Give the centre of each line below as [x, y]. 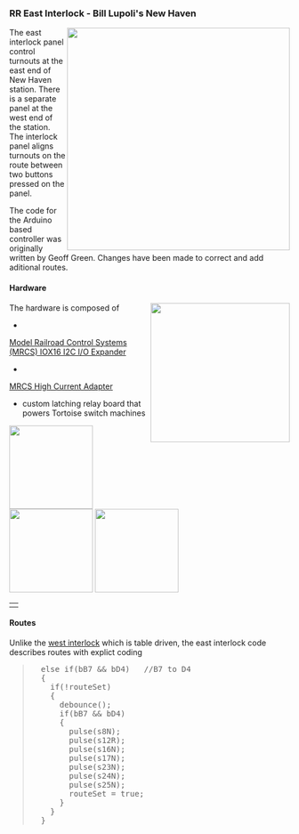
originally [26, 248]
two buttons [31, 174]
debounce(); [85, 704]
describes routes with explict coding [76, 652]
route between [36, 165]
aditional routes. [39, 267]
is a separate [33, 99]
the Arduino [31, 220]
